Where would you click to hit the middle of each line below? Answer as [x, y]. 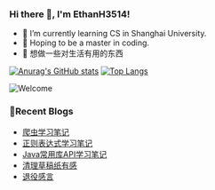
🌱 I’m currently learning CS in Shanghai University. [114, 34]
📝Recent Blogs [41, 112]
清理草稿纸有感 [49, 165]
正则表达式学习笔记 [57, 143]
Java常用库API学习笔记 [64, 154]
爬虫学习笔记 [45, 131]
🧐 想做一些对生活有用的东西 [72, 53]
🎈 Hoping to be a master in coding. [85, 43]
